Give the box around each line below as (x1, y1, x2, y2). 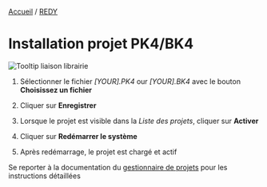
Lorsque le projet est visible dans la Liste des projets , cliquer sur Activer (19, 116, 259, 125)
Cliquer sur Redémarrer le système (19, 131, 137, 141)
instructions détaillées (8, 171, 82, 181)
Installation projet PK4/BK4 (8, 35, 194, 53)
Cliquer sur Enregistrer (19, 100, 97, 110)
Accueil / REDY (8, 7, 58, 16)
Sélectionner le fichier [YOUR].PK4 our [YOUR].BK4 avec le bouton (19, 76, 241, 86)
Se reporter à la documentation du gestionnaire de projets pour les (8, 162, 228, 172)
